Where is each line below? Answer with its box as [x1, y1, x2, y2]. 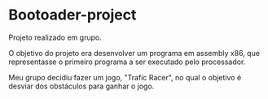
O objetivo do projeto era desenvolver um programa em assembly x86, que [8, 48, 261, 58]
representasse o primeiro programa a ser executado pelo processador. [8, 57, 246, 67]
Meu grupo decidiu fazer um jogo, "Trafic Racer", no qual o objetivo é [8, 72, 242, 82]
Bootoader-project [8, 6, 137, 24]
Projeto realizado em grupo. [8, 32, 102, 42]
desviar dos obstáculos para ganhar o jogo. [8, 81, 155, 91]
